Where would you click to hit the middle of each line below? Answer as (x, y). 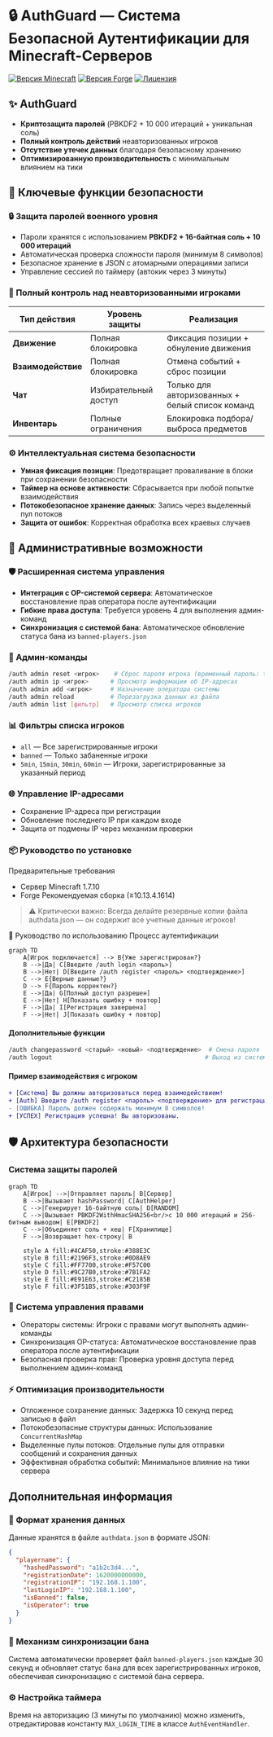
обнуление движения (209, 348)
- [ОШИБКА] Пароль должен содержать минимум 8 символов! (107, 1109)
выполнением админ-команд (71, 1368)
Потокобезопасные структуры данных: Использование (116, 1427)
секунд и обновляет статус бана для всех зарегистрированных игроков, (135, 1668)
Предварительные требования (62, 871)
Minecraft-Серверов (80, 56)
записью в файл (48, 1419)
